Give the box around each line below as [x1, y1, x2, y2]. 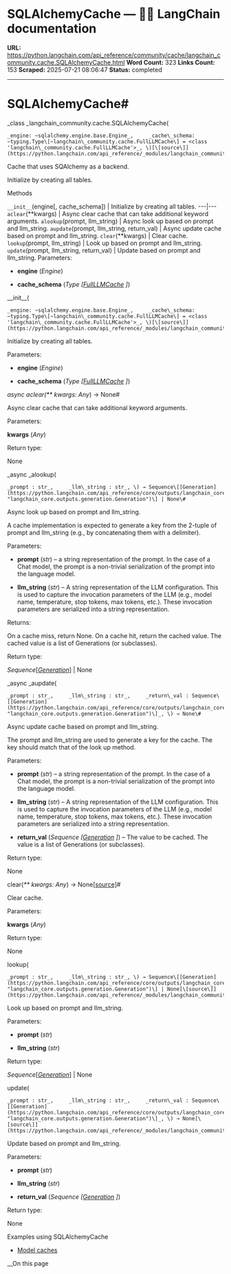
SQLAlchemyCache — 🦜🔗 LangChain [7, 6, 221, 22]
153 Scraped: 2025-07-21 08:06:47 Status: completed [7, 65, 163, 74]
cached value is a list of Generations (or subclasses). [7, 639, 157, 647]
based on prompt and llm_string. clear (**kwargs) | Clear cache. [7, 231, 188, 240]
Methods [7, 189, 33, 197]
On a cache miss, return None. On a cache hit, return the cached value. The [7, 631, 222, 639]
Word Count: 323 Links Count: [126, 58, 215, 66]
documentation [7, 21, 97, 36]
